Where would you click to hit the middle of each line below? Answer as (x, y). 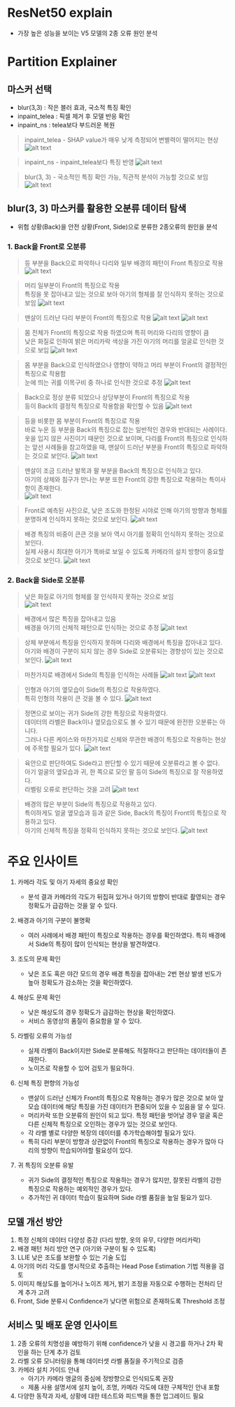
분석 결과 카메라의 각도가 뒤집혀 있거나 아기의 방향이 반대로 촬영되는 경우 (127, 897)
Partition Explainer (62, 62)
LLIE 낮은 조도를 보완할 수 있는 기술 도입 (72, 1257)
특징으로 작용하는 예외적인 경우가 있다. (80, 1189)
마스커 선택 (30, 89)
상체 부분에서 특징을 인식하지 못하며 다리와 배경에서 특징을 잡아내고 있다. (123, 643)
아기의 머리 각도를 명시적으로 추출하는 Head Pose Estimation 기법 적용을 (117, 1266)
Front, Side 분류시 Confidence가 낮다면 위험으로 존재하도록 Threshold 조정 (121, 1301)
